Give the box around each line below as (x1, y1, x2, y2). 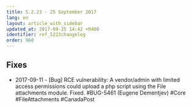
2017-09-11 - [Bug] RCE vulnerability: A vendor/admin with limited (15, 76, 180, 83)
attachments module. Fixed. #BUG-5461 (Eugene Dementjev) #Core (15, 89, 186, 96)
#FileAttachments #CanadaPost (15, 95, 95, 103)
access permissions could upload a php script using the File (15, 82, 166, 90)
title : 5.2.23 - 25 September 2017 (6, 9, 97, 15)
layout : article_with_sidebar (6, 20, 84, 26)
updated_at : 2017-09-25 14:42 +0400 (6, 26, 99, 32)
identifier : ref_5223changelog (6, 32, 86, 38)
